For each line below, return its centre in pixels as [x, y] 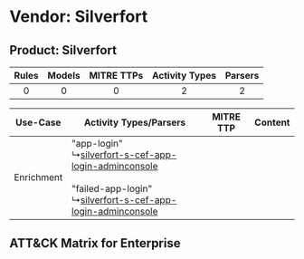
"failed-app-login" [112, 189]
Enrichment [38, 177]
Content [272, 122]
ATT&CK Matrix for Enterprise [95, 243]
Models [64, 76]
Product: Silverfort [63, 50]
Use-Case [38, 122]
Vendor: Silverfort [79, 17]
